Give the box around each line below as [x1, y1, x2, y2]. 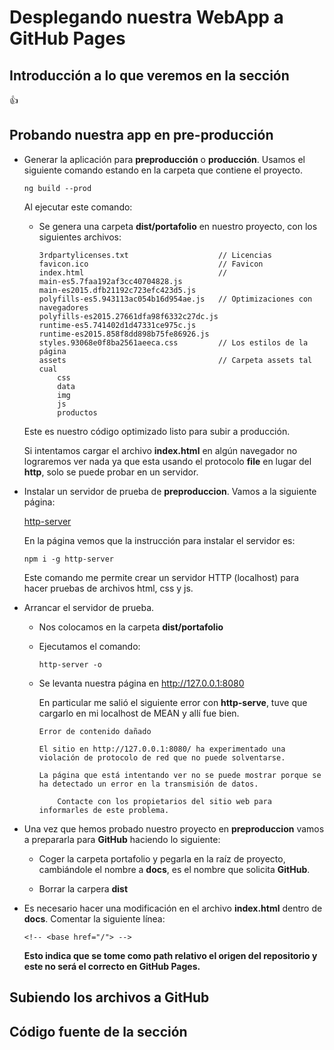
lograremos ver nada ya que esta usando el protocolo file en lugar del [23, 455, 312, 467]
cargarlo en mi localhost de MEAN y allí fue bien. [38, 707, 240, 719]
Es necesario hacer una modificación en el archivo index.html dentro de [23, 902, 323, 914]
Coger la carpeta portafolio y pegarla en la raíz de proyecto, [38, 852, 286, 865]
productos [57, 407, 98, 418]
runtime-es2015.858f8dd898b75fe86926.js [38, 329, 210, 339]
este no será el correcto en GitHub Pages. [23, 960, 201, 972]
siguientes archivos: [38, 231, 122, 243]
